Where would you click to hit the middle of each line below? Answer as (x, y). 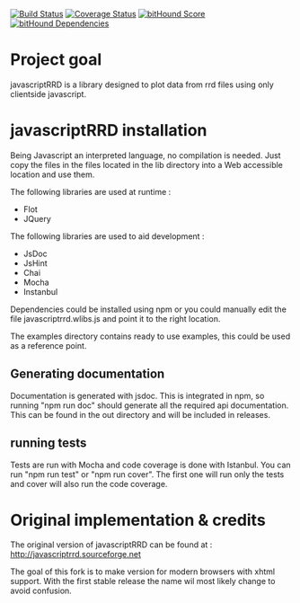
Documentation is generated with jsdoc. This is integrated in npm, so (137, 395)
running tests (49, 443)
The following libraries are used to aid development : (107, 236)
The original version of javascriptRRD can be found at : (111, 545)
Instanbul (40, 291)
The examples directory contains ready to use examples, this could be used (150, 336)
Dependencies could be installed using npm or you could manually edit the (148, 309)
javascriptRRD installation (109, 131)
